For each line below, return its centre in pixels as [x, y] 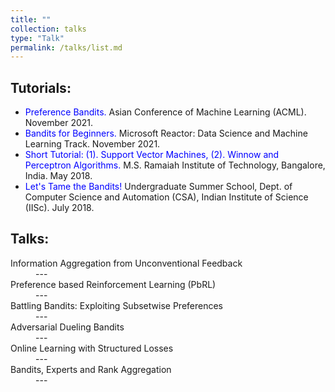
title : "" [31, 19]
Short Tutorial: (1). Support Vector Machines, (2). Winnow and [152, 155]
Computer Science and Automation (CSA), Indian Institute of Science [166, 197]
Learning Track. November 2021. [92, 144]
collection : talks [48, 29]
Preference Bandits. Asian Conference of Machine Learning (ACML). [165, 112]
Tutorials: [41, 87]
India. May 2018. [58, 176]
